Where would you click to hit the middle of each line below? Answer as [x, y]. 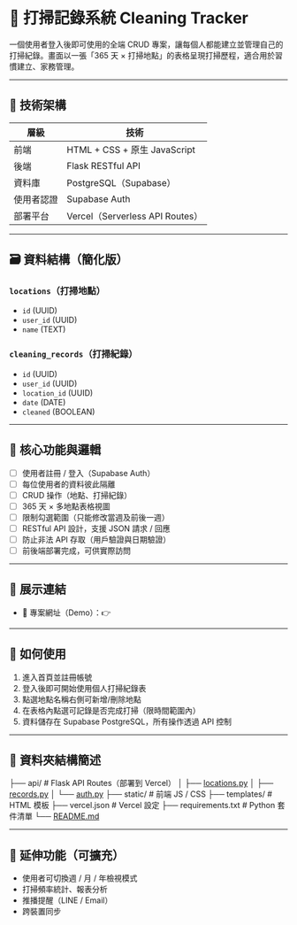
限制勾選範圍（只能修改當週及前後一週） [95, 517]
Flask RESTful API [104, 166]
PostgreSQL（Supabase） [122, 182]
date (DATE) [44, 402]
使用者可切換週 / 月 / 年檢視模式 [80, 878]
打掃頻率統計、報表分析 [65, 890]
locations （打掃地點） [57, 291]
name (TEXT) [44, 329]
